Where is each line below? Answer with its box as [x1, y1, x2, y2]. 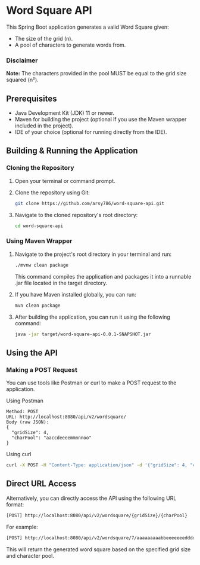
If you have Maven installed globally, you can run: [14, 291, 137, 298]
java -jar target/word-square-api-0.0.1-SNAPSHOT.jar [14, 331, 151, 337]
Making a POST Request [6, 365, 77, 374]
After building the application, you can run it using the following [14, 313, 171, 320]
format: [6, 500, 24, 508]
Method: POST [6, 409, 39, 415]
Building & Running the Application [6, 146, 138, 156]
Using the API [6, 347, 58, 358]
